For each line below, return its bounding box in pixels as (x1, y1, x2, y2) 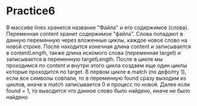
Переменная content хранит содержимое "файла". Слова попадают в (6, 30, 183, 37)
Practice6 (6, 4, 55, 18)
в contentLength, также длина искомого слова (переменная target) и (6, 49, 181, 56)
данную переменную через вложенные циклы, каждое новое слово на (6, 36, 187, 43)
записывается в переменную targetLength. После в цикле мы (6, 55, 163, 63)
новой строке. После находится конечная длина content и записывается (6, 43, 192, 50)
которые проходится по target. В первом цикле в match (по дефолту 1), (6, 68, 186, 75)
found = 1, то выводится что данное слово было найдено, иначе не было (6, 87, 190, 94)
